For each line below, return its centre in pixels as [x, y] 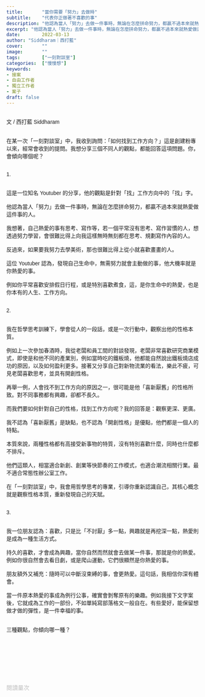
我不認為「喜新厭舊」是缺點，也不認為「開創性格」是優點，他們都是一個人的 [103, 422]
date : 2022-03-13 [38, 35]
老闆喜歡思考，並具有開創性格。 [52, 373]
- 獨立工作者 [20, 86]
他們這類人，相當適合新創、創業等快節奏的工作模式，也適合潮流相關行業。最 [103, 465]
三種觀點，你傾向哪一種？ [38, 630]
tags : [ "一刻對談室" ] [41, 58]
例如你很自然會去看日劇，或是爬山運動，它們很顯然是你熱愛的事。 [89, 560]
